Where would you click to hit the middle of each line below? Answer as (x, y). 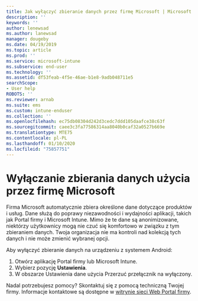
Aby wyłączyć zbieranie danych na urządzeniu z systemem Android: (89, 250)
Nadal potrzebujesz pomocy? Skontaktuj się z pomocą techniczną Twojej (95, 286)
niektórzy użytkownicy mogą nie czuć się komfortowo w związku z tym (93, 226)
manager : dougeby (27, 39)
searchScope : (22, 83)
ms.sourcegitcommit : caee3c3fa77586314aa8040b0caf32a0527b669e (86, 127)
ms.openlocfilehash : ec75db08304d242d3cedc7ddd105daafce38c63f (86, 122)
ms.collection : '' (29, 116)
